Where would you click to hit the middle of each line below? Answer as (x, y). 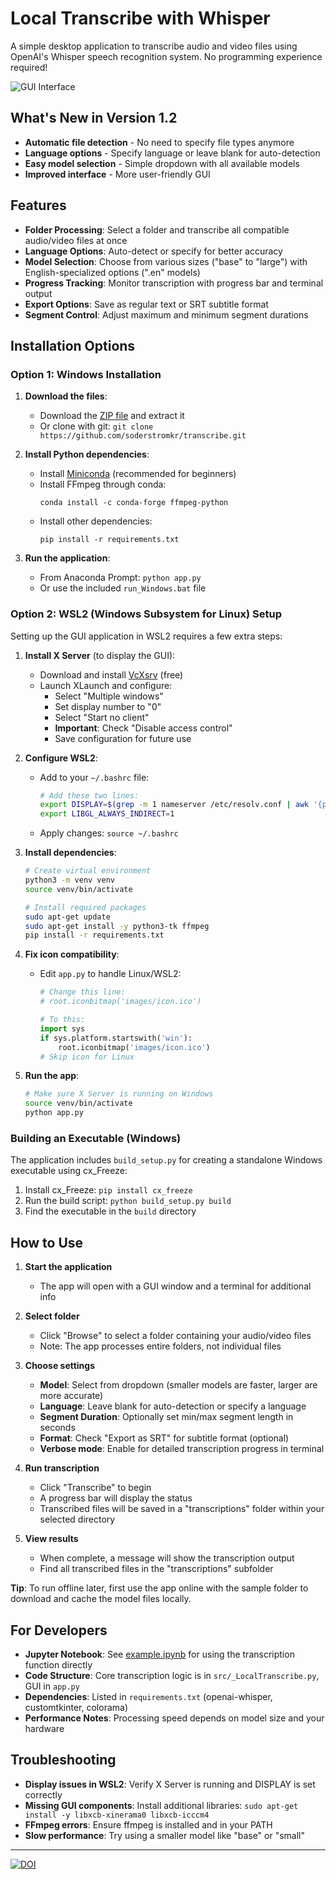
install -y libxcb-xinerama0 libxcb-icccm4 (117, 1815)
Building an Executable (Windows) (96, 1138)
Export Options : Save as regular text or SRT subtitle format (146, 304)
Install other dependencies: (96, 521)
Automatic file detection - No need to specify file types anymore (159, 142)
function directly (58, 1664)
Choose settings (60, 1366)
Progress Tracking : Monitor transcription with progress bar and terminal (174, 283)
